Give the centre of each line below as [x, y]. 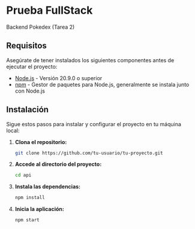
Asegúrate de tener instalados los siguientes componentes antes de [90, 60]
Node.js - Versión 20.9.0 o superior [58, 78]
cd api [23, 175]
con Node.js [30, 91]
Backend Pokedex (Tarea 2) [40, 27]
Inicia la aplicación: [40, 209]
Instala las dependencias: [48, 187]
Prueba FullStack [49, 10]
